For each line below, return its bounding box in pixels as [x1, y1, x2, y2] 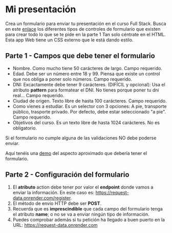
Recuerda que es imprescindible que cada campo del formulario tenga [12, 205, 163, 212]
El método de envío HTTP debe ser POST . [12, 200, 102, 206]
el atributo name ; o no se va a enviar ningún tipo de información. [12, 211, 149, 217]
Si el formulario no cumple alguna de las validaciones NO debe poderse [5, 134, 157, 141]
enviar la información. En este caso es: [12, 189, 95, 195]
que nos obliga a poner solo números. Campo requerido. [12, 76, 132, 82]
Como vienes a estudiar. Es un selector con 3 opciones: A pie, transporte [12, 103, 167, 109]
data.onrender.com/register [12, 195, 71, 201]
